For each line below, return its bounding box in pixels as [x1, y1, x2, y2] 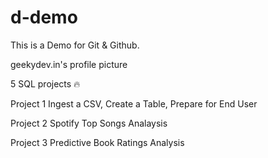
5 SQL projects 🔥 [10, 77, 81, 90]
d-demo [10, 6, 78, 29]
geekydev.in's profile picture [10, 58, 128, 70]
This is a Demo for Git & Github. [10, 39, 140, 51]
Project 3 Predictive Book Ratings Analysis [10, 136, 185, 148]
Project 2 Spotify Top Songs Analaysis [10, 117, 168, 129]
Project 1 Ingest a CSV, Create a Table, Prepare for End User [10, 97, 258, 110]
